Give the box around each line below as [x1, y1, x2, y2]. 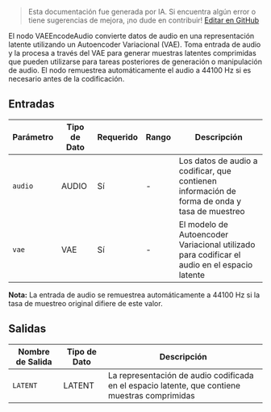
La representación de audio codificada [107, 369, 254, 380]
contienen [178, 175, 218, 187]
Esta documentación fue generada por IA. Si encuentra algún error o [27, 7, 256, 16]
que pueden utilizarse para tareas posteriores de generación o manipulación [8, 57, 262, 66]
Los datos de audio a [178, 155, 258, 166]
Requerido [97, 131, 139, 142]
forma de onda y [178, 195, 242, 207]
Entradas [8, 97, 55, 111]
